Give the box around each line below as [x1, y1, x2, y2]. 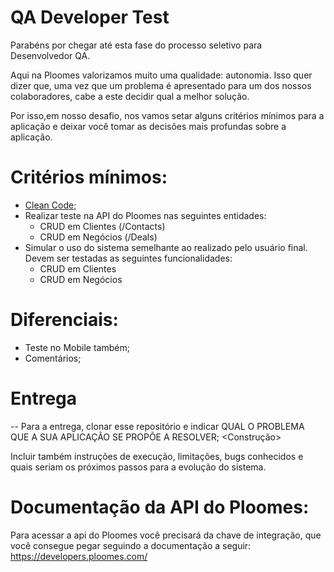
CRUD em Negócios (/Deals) [39, 231, 158, 243]
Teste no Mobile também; [24, 341, 130, 353]
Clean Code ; [24, 199, 77, 211]
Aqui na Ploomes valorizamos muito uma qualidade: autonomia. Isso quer [10, 69, 313, 81]
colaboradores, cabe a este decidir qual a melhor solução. [10, 90, 250, 102]
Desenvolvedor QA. [10, 49, 91, 61]
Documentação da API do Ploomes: [10, 496, 310, 518]
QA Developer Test [10, 6, 170, 29]
